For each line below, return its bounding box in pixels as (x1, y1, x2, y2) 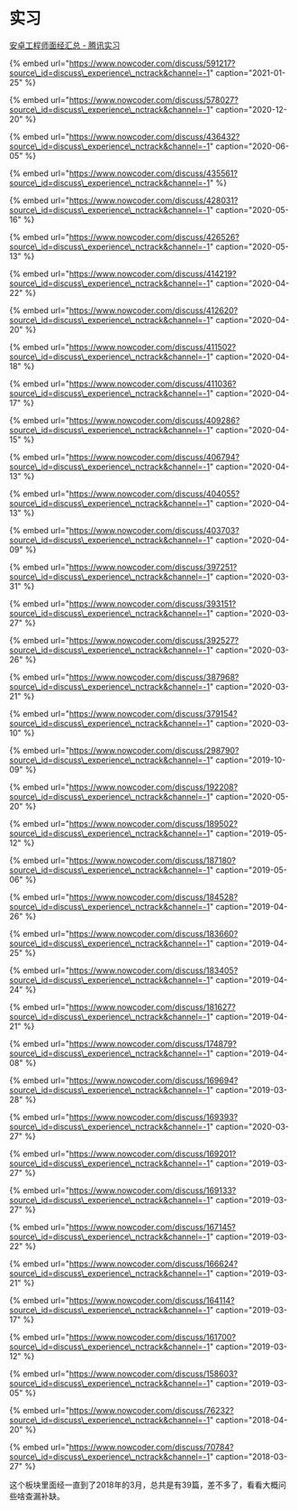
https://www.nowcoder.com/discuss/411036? (68, 378, 237, 389)
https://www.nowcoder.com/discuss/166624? (68, 1258, 239, 1269)
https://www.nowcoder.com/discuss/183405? (68, 965, 239, 976)
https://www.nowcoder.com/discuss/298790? (68, 745, 239, 755)
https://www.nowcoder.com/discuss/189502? (68, 818, 239, 829)
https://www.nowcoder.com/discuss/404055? (68, 488, 240, 499)
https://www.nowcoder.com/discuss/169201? (68, 1148, 237, 1159)
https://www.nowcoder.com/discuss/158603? (68, 1368, 239, 1379)
